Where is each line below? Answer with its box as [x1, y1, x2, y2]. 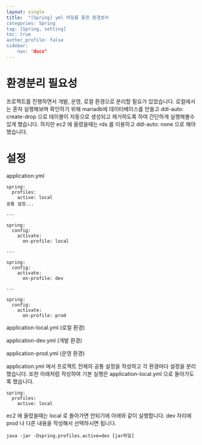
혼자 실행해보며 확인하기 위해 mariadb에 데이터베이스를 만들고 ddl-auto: [12, 105, 184, 112]
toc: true [6, 32, 32, 38]
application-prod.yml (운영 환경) [6, 350, 85, 357]
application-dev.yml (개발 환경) [6, 336, 82, 344]
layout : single [6, 8, 45, 15]
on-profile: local [22, 238, 69, 244]
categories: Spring [6, 20, 56, 26]
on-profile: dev [22, 275, 64, 281]
